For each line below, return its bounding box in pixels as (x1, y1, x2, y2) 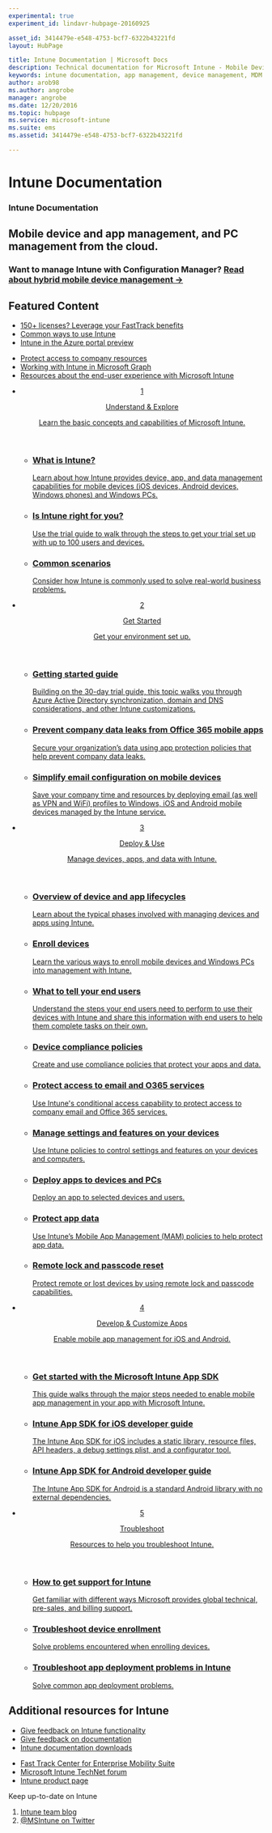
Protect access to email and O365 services (32, 1080, 205, 1091)
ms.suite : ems (8, 124, 57, 132)
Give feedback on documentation (19, 1733, 132, 1744)
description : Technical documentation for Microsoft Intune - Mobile (8, 64, 249, 72)
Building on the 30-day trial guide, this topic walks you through (32, 687, 243, 697)
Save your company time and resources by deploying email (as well (32, 790, 257, 800)
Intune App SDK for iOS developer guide (32, 1418, 193, 1429)
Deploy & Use (119, 838, 165, 848)
